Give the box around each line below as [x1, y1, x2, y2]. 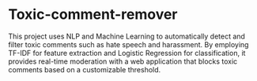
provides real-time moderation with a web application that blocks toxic [8, 57, 238, 66]
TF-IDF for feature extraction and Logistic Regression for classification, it [8, 48, 246, 57]
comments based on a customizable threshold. [8, 64, 161, 74]
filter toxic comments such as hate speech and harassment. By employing [8, 39, 249, 49]
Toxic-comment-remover [8, 6, 178, 24]
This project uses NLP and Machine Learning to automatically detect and [8, 31, 245, 41]
